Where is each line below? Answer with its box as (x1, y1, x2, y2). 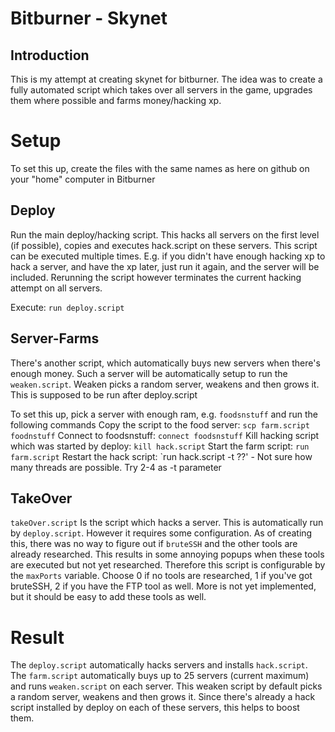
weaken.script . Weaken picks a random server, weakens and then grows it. (10, 378, 320, 390)
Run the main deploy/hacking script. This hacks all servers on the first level (10, 228, 320, 241)
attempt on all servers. (10, 282, 103, 294)
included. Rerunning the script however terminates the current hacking (10, 271, 302, 283)
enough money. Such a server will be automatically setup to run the (10, 367, 288, 379)
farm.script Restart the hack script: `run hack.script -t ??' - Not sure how (10, 450, 313, 462)
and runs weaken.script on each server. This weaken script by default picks (10, 680, 323, 692)
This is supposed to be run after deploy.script (10, 388, 198, 401)
